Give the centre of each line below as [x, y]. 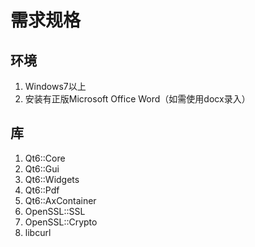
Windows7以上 [55, 86]
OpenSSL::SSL [55, 211]
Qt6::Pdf [42, 190]
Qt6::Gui [42, 168]
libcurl [38, 232]
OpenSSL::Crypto [61, 222]
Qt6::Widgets [52, 179]
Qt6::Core [45, 158]
